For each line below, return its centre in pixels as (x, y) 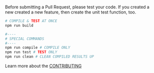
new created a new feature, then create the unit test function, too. (71, 12)
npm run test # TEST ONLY (31, 52)
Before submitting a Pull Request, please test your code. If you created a (77, 7)
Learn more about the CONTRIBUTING (43, 66)
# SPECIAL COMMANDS (25, 39)
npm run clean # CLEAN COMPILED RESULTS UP (50, 57)
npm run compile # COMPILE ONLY (38, 48)
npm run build (19, 25)
